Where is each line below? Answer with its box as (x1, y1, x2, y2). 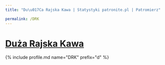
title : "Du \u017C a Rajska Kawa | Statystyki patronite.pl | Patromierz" (5, 7, 161, 12)
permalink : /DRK (5, 16, 39, 21)
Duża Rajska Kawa (5, 38, 84, 49)
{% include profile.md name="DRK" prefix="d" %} (5, 54, 109, 60)
